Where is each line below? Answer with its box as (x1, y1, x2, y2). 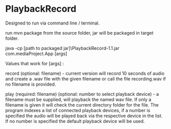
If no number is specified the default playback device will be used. (5, 118, 145, 124)
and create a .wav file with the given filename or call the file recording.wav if (5, 75, 166, 82)
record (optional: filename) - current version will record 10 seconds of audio (5, 70, 165, 76)
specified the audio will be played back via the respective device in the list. (5, 113, 163, 119)
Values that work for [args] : (5, 60, 64, 66)
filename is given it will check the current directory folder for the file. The (5, 101, 159, 108)
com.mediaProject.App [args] (5, 50, 67, 57)
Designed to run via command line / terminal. (5, 20, 100, 26)
